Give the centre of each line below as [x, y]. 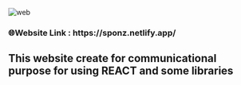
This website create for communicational [113, 58]
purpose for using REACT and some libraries [121, 71]
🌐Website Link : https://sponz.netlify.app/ [92, 33]
